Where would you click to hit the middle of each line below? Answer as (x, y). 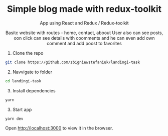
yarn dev (14, 118)
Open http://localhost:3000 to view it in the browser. (59, 128)
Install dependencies (34, 90)
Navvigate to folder (32, 72)
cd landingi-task (23, 81)
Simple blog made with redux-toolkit (84, 9)
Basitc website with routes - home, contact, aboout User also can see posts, (84, 33)
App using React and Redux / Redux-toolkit (84, 23)
